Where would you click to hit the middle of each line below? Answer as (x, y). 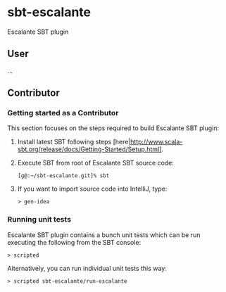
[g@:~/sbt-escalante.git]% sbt (63, 176)
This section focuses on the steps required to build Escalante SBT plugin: (113, 128)
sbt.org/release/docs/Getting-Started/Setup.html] (89, 149)
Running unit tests (39, 220)
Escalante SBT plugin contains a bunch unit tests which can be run (104, 235)
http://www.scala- (156, 142)
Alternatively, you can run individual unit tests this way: (87, 268)
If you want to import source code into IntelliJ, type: (92, 189)
